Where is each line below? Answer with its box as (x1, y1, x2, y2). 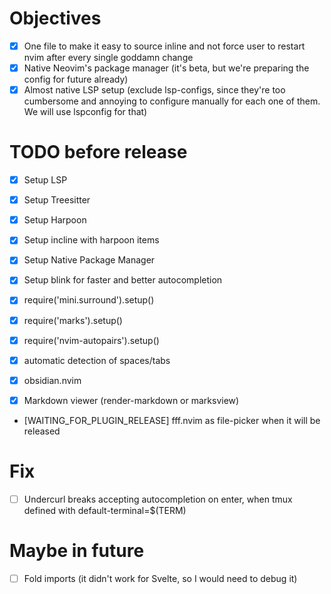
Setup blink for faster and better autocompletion (23, 274, 223, 286)
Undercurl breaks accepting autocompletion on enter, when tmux (23, 493, 293, 505)
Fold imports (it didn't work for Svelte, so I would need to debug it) (23, 572, 298, 584)
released (23, 425, 61, 437)
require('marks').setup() (23, 314, 123, 326)
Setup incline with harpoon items (23, 234, 160, 246)
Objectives (9, 7, 102, 30)
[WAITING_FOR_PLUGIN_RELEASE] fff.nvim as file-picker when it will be (23, 414, 321, 426)
